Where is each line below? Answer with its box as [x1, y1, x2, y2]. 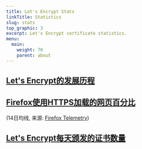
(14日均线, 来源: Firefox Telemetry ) [6, 114, 90, 121]
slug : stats [6, 19, 35, 25]
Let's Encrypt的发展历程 [6, 76, 95, 86]
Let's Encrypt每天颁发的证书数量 [6, 133, 126, 143]
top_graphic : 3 [6, 25, 43, 31]
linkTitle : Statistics [6, 14, 62, 20]
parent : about [16, 52, 51, 58]
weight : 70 [16, 47, 43, 53]
